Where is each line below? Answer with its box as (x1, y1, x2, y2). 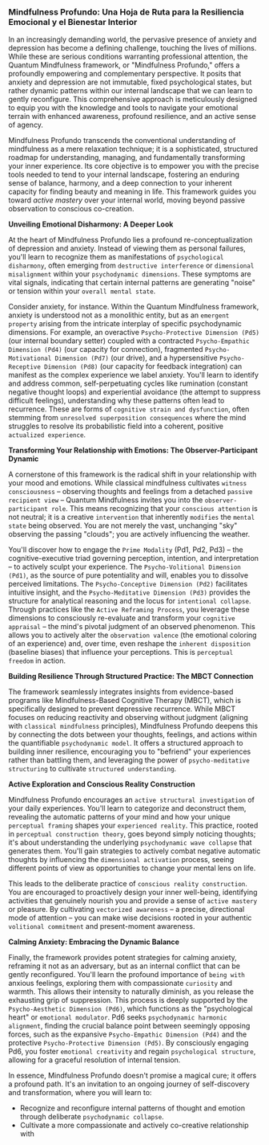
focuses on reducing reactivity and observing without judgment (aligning (8, 713, 248, 722)
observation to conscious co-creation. (8, 204, 134, 214)
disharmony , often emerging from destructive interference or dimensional (8, 260, 255, 271)
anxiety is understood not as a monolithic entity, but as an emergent (8, 310, 230, 320)
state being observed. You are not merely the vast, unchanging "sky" (8, 521, 238, 530)
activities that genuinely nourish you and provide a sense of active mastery (8, 896, 258, 906)
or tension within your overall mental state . (8, 286, 156, 296)
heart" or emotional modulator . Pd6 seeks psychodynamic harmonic (8, 1012, 227, 1022)
